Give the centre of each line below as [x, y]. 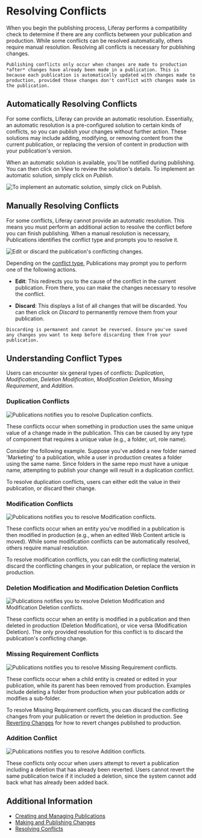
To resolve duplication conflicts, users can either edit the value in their [93, 481]
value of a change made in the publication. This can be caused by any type [99, 433]
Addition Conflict [32, 738]
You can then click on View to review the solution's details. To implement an [100, 169]
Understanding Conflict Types [64, 358]
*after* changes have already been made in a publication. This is [93, 70]
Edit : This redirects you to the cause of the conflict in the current [95, 281]
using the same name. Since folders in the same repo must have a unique [97, 463]
